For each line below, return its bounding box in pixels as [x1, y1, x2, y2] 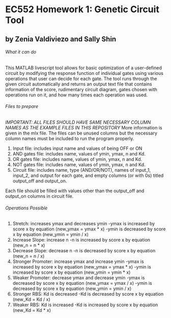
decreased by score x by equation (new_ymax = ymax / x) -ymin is [12, 280, 152, 286]
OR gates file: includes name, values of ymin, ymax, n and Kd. [12, 156, 142, 162]
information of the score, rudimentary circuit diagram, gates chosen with [5, 86, 158, 92]
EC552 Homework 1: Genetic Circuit [5, 4, 159, 15]
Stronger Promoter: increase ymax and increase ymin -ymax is [12, 258, 144, 264]
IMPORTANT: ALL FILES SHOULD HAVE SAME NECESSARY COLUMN [5, 119, 151, 125]
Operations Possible [5, 205, 48, 211]
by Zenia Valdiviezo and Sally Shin [5, 35, 117, 43]
